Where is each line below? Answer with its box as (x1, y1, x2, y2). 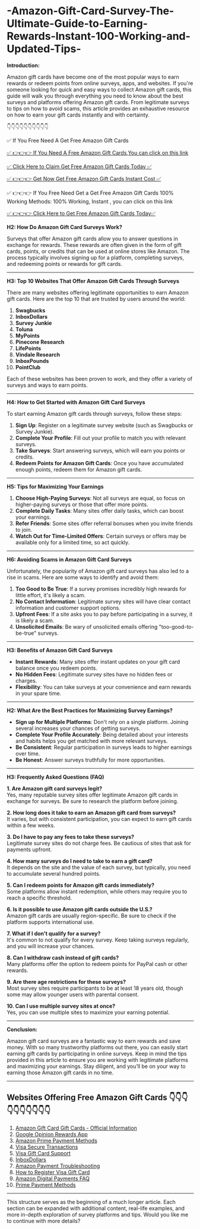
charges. (15, 677, 37, 684)
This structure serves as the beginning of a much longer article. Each (7, 1198, 176, 1205)
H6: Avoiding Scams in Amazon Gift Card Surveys (7, 556, 132, 563)
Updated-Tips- (7, 42, 82, 56)
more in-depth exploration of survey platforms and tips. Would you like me (7, 1211, 189, 1218)
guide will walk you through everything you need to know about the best (7, 92, 183, 99)
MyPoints (15, 332, 40, 339)
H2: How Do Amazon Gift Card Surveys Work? (7, 223, 122, 230)
